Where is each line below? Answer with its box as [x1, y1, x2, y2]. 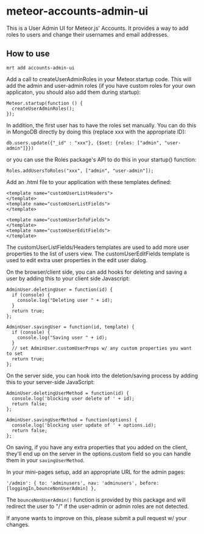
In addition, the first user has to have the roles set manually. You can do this [6, 121, 197, 129]
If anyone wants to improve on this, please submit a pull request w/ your [6, 514, 188, 522]
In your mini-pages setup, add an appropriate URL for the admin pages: [6, 468, 186, 475]
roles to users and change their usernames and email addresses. [6, 30, 169, 38]
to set [6, 351, 23, 357]
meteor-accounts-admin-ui [6, 4, 149, 18]
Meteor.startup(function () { [6, 100, 83, 106]
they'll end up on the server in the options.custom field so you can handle [6, 450, 191, 457]
